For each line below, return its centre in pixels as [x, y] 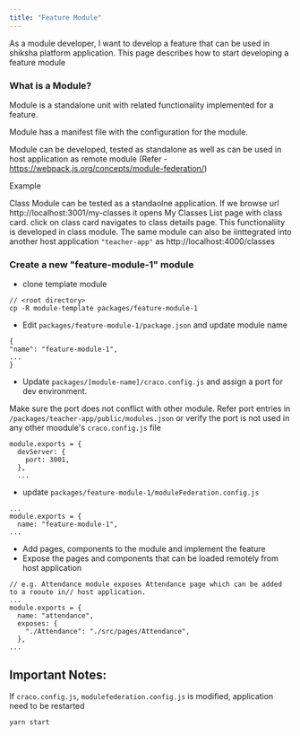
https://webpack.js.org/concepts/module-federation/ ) [108, 168]
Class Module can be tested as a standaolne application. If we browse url [144, 203]
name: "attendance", [56, 616]
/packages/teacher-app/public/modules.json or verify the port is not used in [150, 418]
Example [26, 186]
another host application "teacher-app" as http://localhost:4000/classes [142, 241]
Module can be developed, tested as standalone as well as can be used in [146, 149]
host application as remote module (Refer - [89, 159]
